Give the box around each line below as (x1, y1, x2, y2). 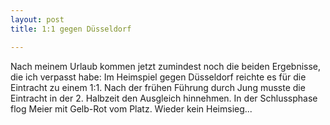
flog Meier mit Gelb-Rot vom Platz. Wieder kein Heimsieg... (10, 102, 253, 115)
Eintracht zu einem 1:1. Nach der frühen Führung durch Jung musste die (10, 81, 306, 93)
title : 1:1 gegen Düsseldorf (10, 24, 132, 34)
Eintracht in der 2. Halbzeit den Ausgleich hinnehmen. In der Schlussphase (10, 92, 318, 104)
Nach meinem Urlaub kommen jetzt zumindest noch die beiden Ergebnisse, (10, 60, 322, 72)
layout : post (10, 14, 65, 25)
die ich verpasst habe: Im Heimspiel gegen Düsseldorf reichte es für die (10, 71, 307, 83)
